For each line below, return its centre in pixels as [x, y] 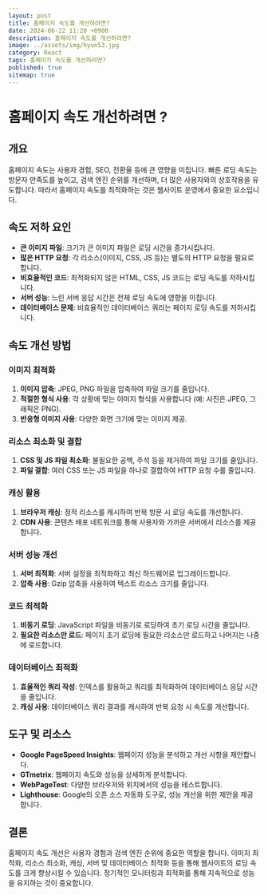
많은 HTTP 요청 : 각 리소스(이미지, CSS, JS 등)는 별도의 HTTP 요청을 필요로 [137, 258]
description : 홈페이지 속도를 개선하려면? [70, 38]
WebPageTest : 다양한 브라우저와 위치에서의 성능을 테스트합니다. [121, 785]
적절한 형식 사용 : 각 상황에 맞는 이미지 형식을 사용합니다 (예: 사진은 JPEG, [134, 399]
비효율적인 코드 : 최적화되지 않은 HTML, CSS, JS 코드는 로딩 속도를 [124, 278]
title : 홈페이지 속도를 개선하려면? [59, 23]
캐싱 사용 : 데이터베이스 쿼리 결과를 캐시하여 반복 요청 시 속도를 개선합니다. [134, 707]
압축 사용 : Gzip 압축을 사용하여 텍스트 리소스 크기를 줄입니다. [114, 584]
